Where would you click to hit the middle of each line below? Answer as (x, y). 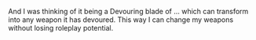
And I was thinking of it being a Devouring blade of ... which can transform (128, 11)
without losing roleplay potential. (61, 28)
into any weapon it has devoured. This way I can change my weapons (121, 20)
